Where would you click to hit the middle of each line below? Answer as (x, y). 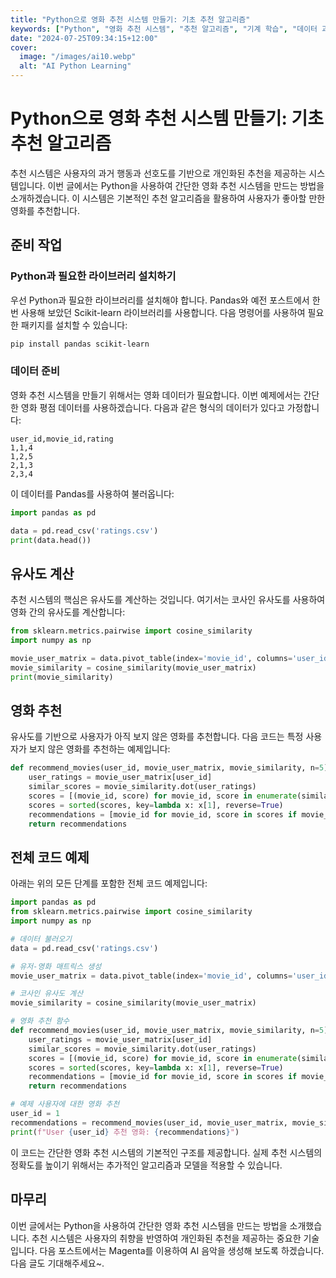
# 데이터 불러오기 (41, 939)
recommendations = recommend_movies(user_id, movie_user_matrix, (149, 1122)
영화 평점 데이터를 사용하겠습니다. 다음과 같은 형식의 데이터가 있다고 (152, 407)
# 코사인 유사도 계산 (47, 994)
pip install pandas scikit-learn (80, 344)
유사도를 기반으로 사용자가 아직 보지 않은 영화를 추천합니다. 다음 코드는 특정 (157, 737)
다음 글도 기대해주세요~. (57, 1263)
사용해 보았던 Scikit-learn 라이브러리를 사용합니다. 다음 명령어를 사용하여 (163, 312)
